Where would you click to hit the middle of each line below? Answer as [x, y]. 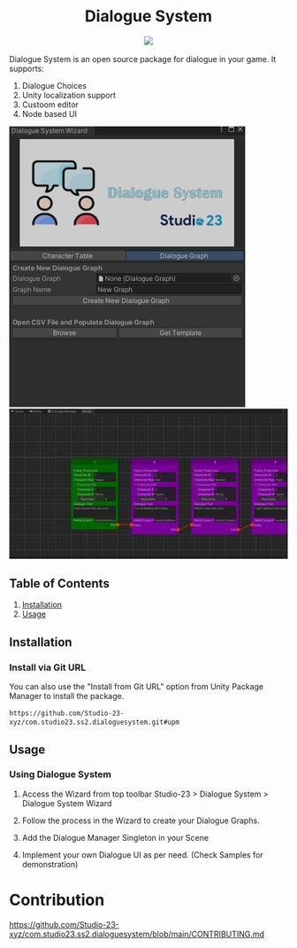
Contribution [57, 900]
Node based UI [49, 113]
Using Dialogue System [61, 774]
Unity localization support [69, 95]
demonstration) [50, 864]
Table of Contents [60, 583]
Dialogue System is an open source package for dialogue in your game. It [143, 58]
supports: [27, 68]
